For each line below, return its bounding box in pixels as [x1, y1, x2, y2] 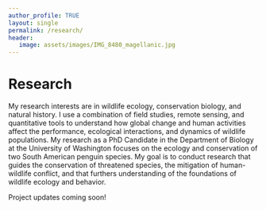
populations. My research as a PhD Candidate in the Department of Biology [8, 136, 254, 145]
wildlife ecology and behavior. [8, 178, 106, 187]
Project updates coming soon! [8, 193, 106, 202]
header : [8, 33, 34, 42]
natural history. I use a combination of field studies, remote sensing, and [8, 110, 245, 120]
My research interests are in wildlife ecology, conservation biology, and [8, 101, 241, 111]
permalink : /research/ [8, 26, 83, 34]
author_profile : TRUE [8, 11, 80, 20]
